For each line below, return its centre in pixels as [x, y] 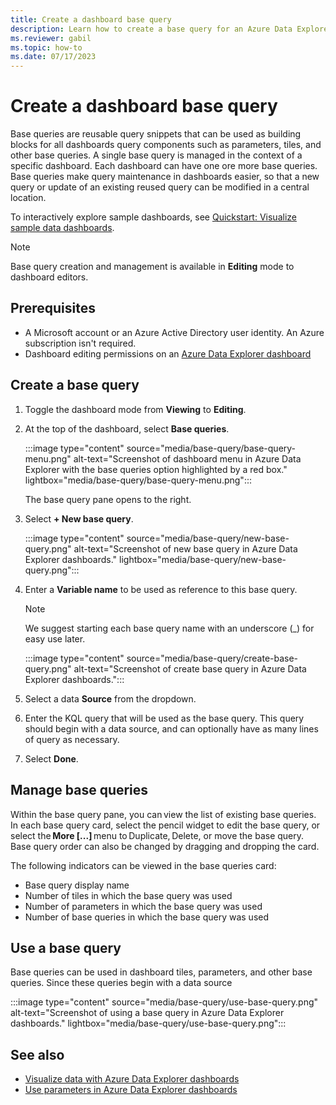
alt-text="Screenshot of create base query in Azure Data [190, 668]
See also [37, 1054]
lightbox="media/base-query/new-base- [203, 559]
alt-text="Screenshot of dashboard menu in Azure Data [187, 458]
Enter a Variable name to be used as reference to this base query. [161, 589]
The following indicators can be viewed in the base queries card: [143, 865]
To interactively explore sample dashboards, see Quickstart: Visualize [153, 217]
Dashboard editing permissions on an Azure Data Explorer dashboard [168, 353]
